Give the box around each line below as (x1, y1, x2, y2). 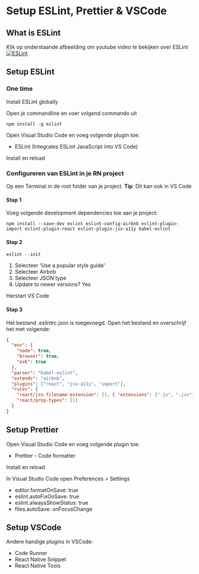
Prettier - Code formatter (14, 452, 76, 459)
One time (6, 85, 33, 93)
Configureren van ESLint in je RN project (6, 169, 124, 177)
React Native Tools (14, 562, 61, 569)
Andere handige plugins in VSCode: (6, 538, 94, 546)
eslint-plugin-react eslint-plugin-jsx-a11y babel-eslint (24, 226, 171, 232)
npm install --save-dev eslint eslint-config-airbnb (6, 221, 139, 227)
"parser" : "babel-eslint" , (11, 370, 78, 376)
